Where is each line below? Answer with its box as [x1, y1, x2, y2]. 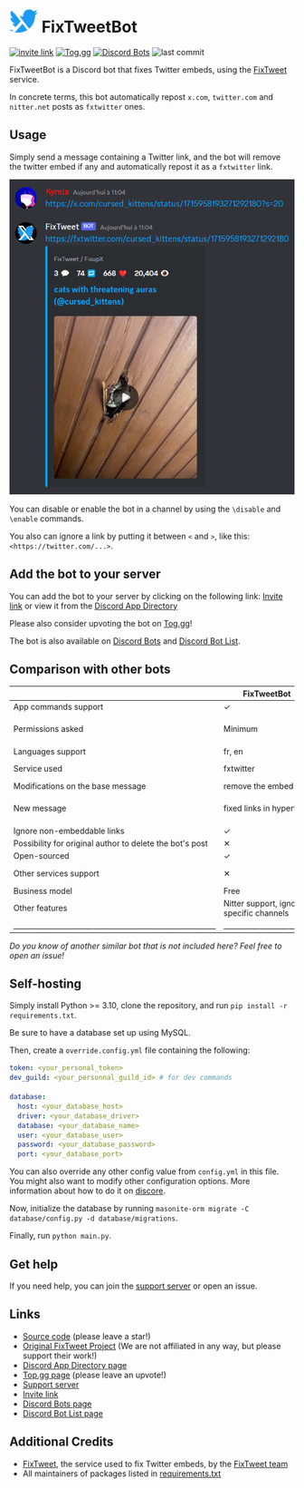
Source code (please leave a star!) [22, 1330, 151, 1341]
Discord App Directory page [22, 1359, 128, 1370]
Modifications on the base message [13, 781, 147, 792]
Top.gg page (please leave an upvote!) [22, 1369, 167, 1380]
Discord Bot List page [22, 1407, 104, 1418]
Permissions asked [13, 724, 84, 734]
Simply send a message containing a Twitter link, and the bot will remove [9, 151, 281, 162]
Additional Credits [9, 1435, 114, 1450]
